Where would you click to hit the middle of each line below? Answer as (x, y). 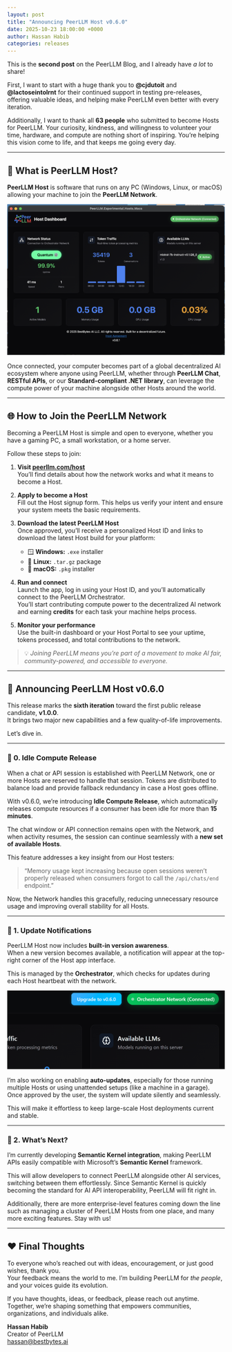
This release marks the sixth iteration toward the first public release (104, 705)
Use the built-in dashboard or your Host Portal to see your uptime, (111, 632)
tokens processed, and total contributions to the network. (99, 640)
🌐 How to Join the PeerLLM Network (87, 416)
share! (16, 72)
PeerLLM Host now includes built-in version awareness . (88, 945)
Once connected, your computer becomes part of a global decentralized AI (114, 365)
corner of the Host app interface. (69, 960)
